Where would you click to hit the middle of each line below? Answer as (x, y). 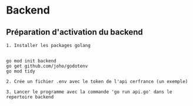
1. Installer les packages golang (49, 45)
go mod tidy (21, 71)
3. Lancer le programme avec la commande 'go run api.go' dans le (89, 92)
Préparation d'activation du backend (74, 32)
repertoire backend (30, 97)
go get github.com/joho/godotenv (47, 66)
